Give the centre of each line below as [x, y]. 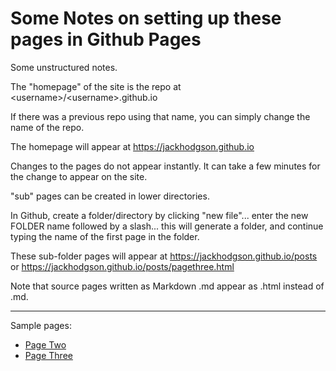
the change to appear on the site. [79, 176]
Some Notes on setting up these [146, 18]
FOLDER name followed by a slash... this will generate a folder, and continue [167, 226]
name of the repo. [47, 127]
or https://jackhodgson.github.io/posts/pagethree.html [122, 266]
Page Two [45, 344]
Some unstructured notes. [64, 67]
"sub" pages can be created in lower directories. [110, 196]
